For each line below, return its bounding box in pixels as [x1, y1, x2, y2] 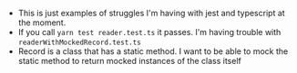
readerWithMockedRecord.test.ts [17, 38, 141, 47]
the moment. [17, 17, 67, 28]
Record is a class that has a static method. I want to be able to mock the [17, 46, 289, 57]
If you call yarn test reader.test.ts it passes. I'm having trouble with [17, 27, 282, 37]
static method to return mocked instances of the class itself [17, 56, 241, 66]
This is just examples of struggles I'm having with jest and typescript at [17, 8, 285, 18]
